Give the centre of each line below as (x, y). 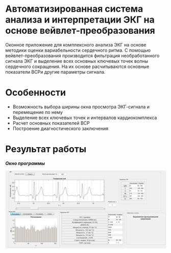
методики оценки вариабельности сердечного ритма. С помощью (78, 50)
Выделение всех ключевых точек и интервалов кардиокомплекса (85, 118)
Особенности (36, 93)
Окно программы (25, 163)
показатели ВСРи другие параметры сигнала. (55, 72)
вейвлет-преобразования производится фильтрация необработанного (82, 55)
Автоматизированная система (74, 9)
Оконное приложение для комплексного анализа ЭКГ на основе (76, 44)
